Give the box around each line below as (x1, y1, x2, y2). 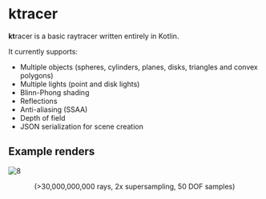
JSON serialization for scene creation (19, 121, 144, 131)
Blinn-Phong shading (19, 87, 90, 97)
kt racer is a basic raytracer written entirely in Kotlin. (8, 31, 179, 41)
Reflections (19, 96, 58, 105)
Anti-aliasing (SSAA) (19, 105, 88, 114)
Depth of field (19, 113, 66, 122)
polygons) (19, 70, 54, 80)
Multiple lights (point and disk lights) (19, 79, 140, 89)
